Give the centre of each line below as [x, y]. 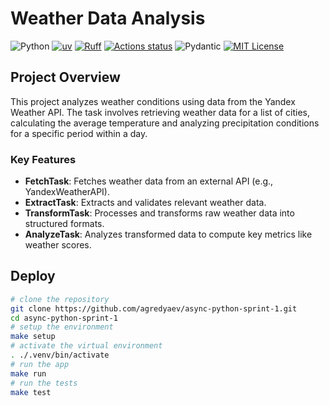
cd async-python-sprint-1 [64, 318]
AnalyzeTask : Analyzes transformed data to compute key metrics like [168, 234]
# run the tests [44, 383]
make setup [33, 337]
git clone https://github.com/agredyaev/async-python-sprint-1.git [154, 308]
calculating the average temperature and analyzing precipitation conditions [165, 123]
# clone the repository [60, 299]
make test [31, 392]
